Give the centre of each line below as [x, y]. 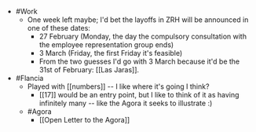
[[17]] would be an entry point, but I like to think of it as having [139, 95]
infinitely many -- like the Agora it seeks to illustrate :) [126, 103]
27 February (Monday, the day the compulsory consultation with [143, 36]
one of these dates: [59, 28]
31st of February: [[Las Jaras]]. [89, 70]
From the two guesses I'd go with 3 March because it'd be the [139, 61]
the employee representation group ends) [106, 45]
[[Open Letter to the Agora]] [84, 120]
